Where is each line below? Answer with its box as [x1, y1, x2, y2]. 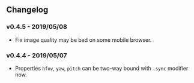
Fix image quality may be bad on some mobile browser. [14, 36, 152, 44]
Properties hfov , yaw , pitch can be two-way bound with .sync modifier [14, 64, 189, 72]
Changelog [6, 5, 49, 15]
